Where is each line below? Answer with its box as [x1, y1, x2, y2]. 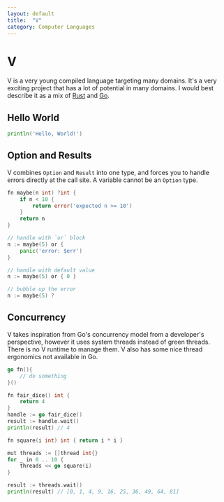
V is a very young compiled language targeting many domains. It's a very [7, 76, 217, 85]
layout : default [7, 10, 54, 18]
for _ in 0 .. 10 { [7, 456, 64, 463]
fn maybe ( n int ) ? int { [7, 189, 77, 196]
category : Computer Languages [7, 23, 96, 30]
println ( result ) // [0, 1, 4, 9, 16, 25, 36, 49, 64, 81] [7, 488, 179, 495]
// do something [20, 372, 68, 379]
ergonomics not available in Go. [7, 352, 98, 361]
